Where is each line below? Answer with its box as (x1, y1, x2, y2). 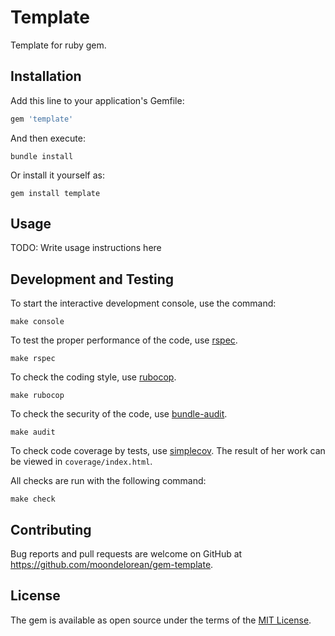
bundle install (10, 151, 74, 161)
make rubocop (10, 391, 65, 401)
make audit (10, 427, 56, 438)
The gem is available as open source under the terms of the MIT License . (10, 614, 312, 626)
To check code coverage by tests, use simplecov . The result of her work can (10, 445, 326, 457)
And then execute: (10, 132, 86, 144)
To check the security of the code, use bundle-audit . (10, 408, 228, 420)
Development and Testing (10, 271, 175, 288)
